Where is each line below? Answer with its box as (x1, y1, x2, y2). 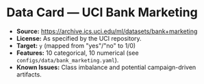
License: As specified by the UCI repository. (16, 34, 142, 42)
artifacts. (16, 70, 42, 79)
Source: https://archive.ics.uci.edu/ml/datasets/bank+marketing (16, 27, 198, 35)
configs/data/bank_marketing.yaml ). (16, 56, 119, 64)
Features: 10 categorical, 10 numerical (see (16, 49, 139, 57)
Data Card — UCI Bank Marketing (6, 5, 198, 20)
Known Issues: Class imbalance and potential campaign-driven (16, 63, 196, 71)
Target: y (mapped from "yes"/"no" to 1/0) (16, 41, 136, 49)
